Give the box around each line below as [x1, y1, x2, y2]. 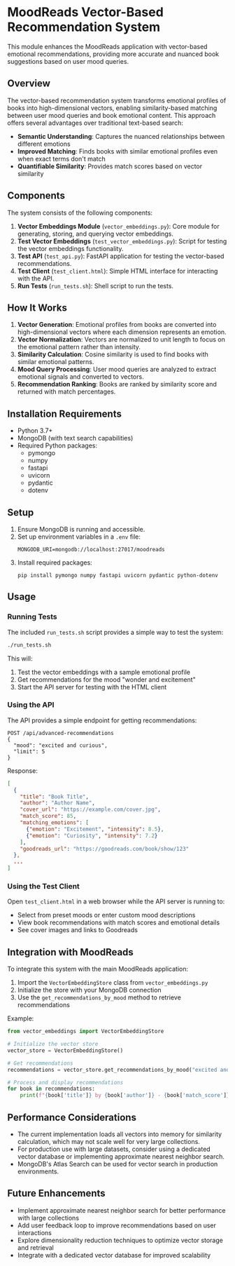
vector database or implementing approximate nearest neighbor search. [17, 1152, 225, 1161]
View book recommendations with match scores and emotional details [17, 918, 220, 927]
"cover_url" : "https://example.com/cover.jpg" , [20, 806, 161, 814]
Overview [7, 78, 51, 90]
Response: [7, 766, 38, 775]
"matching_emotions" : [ [20, 819, 90, 826]
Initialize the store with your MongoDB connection [17, 986, 162, 995]
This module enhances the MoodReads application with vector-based [7, 42, 208, 50]
